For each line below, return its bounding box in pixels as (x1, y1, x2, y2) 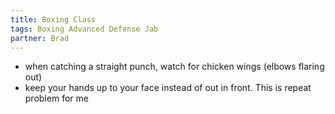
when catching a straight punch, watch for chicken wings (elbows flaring (24, 61, 325, 73)
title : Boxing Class (10, 14, 97, 25)
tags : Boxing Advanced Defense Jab (10, 24, 159, 34)
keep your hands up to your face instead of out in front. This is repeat (24, 82, 312, 94)
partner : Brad (10, 33, 70, 43)
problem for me (24, 92, 89, 105)
